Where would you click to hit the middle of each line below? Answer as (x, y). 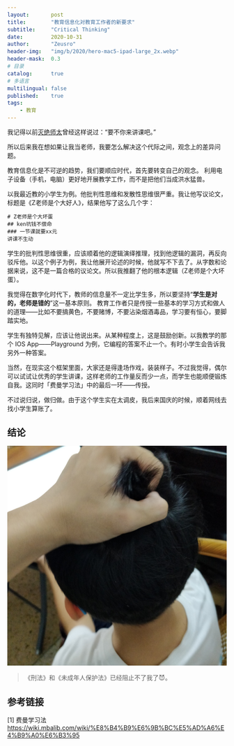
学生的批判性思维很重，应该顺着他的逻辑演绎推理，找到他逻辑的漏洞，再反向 (117, 253)
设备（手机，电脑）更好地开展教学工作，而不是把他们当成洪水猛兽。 (111, 179)
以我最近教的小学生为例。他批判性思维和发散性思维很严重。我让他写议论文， (117, 194)
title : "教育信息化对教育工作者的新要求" (71, 22)
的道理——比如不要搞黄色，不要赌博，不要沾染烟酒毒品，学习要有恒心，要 (114, 311)
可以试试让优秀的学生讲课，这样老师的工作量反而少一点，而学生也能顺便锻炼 (117, 376)
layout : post (36, 15)
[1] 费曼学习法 (27, 720)
